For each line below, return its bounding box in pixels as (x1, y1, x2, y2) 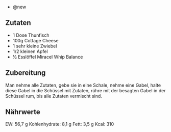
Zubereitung (5, 68, 46, 77)
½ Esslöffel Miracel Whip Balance (12, 54, 83, 60)
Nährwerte (5, 108, 41, 116)
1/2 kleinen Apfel (12, 48, 48, 55)
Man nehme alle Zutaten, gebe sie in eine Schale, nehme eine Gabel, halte (5, 82, 161, 88)
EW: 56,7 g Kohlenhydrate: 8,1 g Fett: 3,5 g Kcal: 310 (5, 121, 114, 127)
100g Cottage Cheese (12, 37, 59, 43)
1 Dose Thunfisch (12, 32, 50, 38)
